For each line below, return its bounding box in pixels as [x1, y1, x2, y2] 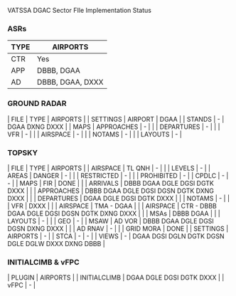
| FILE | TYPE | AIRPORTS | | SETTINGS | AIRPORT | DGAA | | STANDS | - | [7, 115, 225, 123]
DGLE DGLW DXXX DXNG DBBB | [7, 239, 105, 248]
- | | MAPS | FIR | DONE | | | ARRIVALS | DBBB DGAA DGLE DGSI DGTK [7, 179, 215, 187]
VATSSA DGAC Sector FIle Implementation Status [7, 6, 151, 14]
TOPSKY [7, 147, 38, 157]
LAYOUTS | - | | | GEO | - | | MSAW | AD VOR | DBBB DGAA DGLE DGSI [7, 216, 215, 225]
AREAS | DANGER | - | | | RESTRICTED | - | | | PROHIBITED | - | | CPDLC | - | [7, 171, 229, 180]
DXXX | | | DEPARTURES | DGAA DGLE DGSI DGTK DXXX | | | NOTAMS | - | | [7, 194, 230, 202]
